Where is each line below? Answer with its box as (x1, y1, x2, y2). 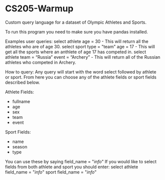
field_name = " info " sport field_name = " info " (5, 169, 97, 175)
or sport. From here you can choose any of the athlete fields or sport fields (5, 74, 157, 80)
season (12, 144, 28, 149)
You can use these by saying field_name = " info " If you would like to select (5, 158, 157, 164)
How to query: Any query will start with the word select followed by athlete (5, 69, 157, 74)
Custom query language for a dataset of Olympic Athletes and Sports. (5, 19, 147, 25)
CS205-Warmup (5, 3, 74, 14)
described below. (5, 79, 40, 85)
